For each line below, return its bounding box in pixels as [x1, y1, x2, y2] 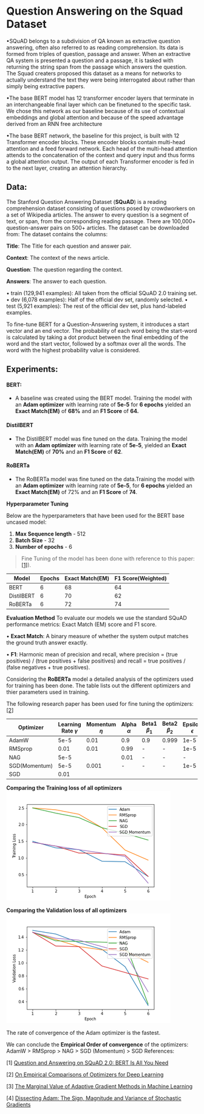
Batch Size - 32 [15, 537, 55, 544]
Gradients [6, 1101, 31, 1108]
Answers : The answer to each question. [6, 277, 107, 285]
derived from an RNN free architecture [6, 120, 103, 127]
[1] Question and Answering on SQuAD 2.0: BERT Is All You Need [6, 1059, 169, 1066]
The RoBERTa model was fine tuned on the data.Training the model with [15, 475, 195, 482]
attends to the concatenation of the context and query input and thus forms [6, 151, 195, 159]
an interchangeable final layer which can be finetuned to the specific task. [6, 100, 192, 108]
